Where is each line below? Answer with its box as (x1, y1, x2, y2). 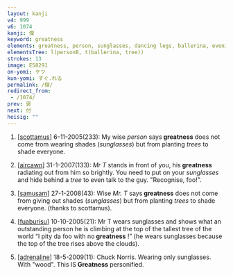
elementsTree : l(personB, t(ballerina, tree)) (7, 49, 144, 56)
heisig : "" (7, 113, 39, 120)
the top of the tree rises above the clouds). (17, 239, 140, 247)
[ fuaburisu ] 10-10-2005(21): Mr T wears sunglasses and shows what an (17, 217, 222, 226)
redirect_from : (7, 87, 51, 94)
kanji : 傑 (7, 29, 35, 37)
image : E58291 (7, 62, 49, 69)
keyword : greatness (7, 36, 64, 43)
